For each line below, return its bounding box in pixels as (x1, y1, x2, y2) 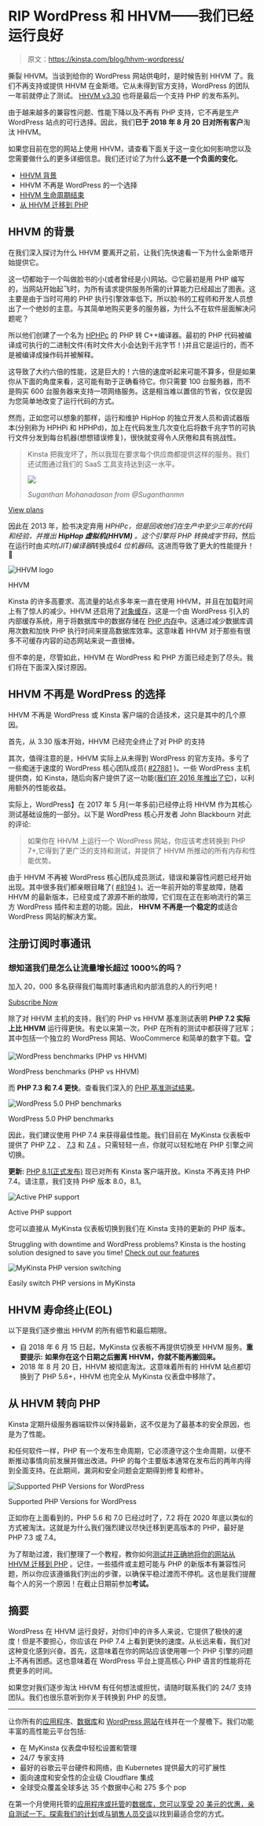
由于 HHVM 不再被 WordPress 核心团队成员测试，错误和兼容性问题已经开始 (8, 872, 251, 882)
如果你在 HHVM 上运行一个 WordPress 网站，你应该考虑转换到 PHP (27, 836, 246, 845)
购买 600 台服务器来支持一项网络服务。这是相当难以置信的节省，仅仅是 (14, 386, 246, 396)
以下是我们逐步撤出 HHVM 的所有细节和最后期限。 (8, 1325, 171, 1335)
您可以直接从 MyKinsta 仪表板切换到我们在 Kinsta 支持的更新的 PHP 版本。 (8, 1224, 250, 1233)
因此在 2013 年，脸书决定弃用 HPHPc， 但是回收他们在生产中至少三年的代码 (8, 521, 253, 530)
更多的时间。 (14, 1665, 57, 1675)
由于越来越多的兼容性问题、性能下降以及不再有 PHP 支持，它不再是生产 (8, 107, 240, 116)
